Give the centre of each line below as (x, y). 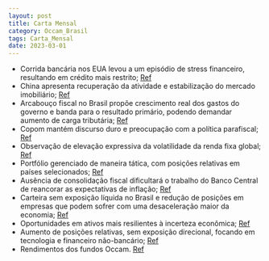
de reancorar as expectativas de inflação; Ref (95, 189)
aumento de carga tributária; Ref (74, 120)
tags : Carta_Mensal (41, 38)
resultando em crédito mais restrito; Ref (86, 78)
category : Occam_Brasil (48, 31)
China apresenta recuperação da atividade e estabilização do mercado (138, 86)
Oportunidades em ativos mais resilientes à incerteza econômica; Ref (135, 224)
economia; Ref (44, 215)
